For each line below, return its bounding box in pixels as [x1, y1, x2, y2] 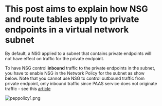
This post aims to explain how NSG [5, 3, 148, 15]
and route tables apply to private [5, 14, 140, 25]
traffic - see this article [5, 86, 51, 91]
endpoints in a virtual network [5, 24, 129, 35]
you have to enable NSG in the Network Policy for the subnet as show [5, 70, 145, 76]
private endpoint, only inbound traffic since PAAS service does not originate [5, 80, 157, 86]
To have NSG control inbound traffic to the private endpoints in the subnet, [5, 65, 156, 71]
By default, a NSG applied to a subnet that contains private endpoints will [5, 50, 152, 56]
